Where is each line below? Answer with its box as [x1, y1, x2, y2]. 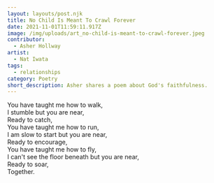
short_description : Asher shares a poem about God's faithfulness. [7, 82, 208, 89]
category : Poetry [7, 75, 58, 82]
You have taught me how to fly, [7, 145, 97, 154]
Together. [7, 168, 35, 176]
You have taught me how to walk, [7, 101, 104, 109]
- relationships [13, 68, 61, 75]
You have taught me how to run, [7, 123, 99, 131]
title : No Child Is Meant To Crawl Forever [7, 17, 136, 24]
